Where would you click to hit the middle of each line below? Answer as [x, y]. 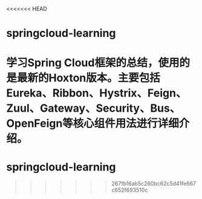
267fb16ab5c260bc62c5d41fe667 [154, 184]
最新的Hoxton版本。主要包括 [89, 78]
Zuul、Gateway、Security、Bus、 [93, 108]
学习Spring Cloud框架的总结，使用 [93, 63]
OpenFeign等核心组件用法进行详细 [93, 123]
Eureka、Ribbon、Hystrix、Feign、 [96, 93]
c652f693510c [130, 190]
